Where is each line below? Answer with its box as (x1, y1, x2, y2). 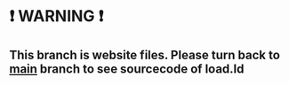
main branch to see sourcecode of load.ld (9, 61, 245, 76)
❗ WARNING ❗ (9, 6, 104, 27)
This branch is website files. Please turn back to (9, 47, 280, 62)
